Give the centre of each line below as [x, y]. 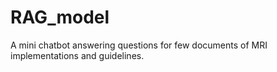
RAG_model [60, 17]
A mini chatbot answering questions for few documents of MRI [139, 45]
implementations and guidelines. [77, 55]
